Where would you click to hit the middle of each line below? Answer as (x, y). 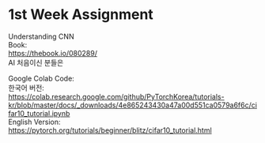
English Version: (34, 122)
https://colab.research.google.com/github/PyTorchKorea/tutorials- (116, 96)
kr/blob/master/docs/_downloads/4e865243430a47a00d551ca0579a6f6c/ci (132, 105)
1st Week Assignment (81, 15)
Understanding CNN (41, 36)
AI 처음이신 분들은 (36, 62)
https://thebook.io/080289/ (53, 53)
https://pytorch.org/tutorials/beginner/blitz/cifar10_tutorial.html (110, 130)
